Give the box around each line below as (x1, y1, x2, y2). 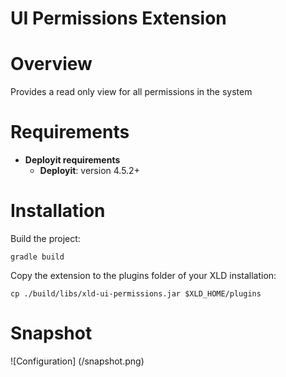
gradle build (10, 252, 65, 262)
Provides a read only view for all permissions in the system (10, 86, 253, 98)
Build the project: (10, 233, 81, 244)
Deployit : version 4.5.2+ (39, 165, 140, 177)
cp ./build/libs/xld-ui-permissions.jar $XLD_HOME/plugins (10, 289, 262, 299)
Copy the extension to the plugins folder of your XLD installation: (10, 270, 277, 281)
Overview (10, 53, 93, 76)
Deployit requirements (24, 154, 121, 166)
